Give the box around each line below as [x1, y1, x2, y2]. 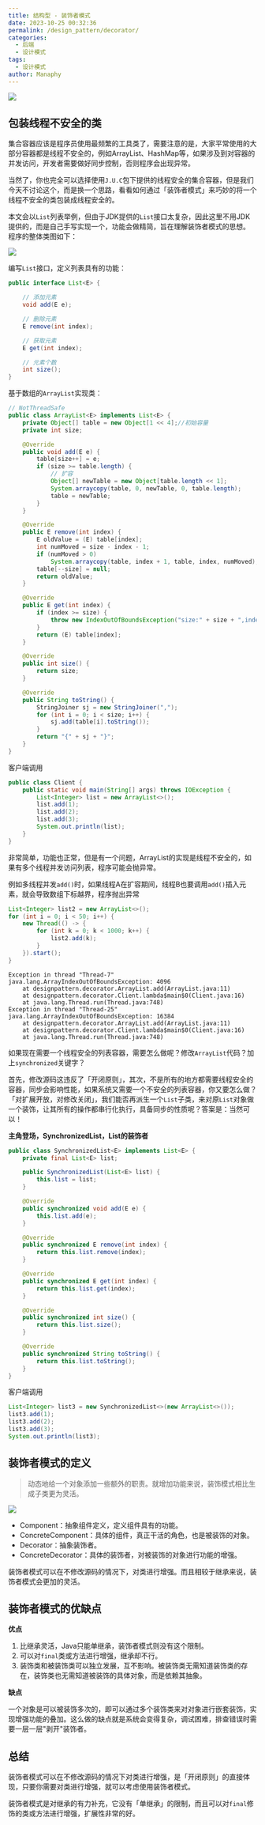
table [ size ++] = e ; [36, 455, 101, 463]
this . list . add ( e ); [36, 1211, 97, 1220]
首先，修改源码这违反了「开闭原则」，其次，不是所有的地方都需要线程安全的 [8, 1075, 254, 1084]
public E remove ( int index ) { [22, 528, 122, 536]
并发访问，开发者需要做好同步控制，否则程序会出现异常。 [8, 159, 195, 168]
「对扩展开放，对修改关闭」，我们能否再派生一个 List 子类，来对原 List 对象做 [8, 1094, 255, 1104]
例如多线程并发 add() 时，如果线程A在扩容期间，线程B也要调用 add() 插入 [8, 879, 240, 889]
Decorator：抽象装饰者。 [19, 1540, 101, 1550]
